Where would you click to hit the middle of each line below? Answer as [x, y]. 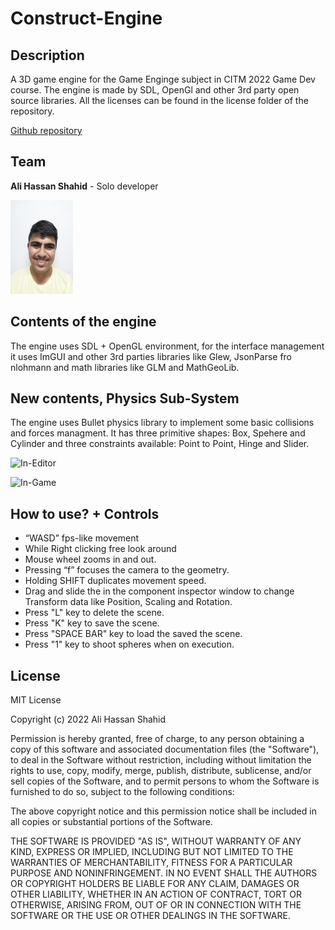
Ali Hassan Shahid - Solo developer [84, 186]
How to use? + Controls [85, 513]
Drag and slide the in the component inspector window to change [159, 591]
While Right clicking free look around [100, 549]
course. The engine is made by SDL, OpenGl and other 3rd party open [155, 90]
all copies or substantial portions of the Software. [111, 822]
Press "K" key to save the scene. [92, 623]
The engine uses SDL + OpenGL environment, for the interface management [167, 346]
